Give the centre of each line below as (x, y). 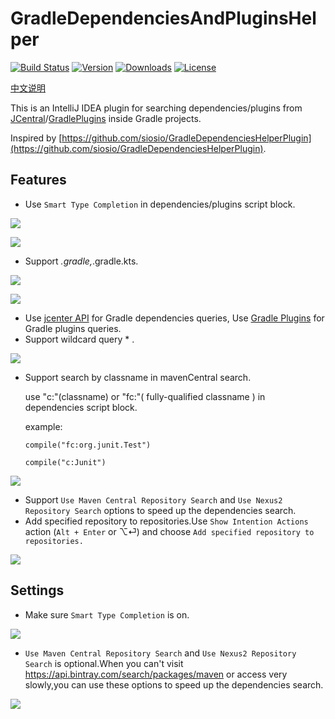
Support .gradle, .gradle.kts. (81, 261)
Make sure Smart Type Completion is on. (107, 614)
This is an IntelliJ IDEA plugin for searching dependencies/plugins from (156, 108)
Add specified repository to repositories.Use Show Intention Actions (166, 521)
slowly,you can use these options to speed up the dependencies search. (174, 684)
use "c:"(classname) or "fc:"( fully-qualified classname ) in (145, 396)
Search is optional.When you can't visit (104, 663)
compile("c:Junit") (65, 462)
